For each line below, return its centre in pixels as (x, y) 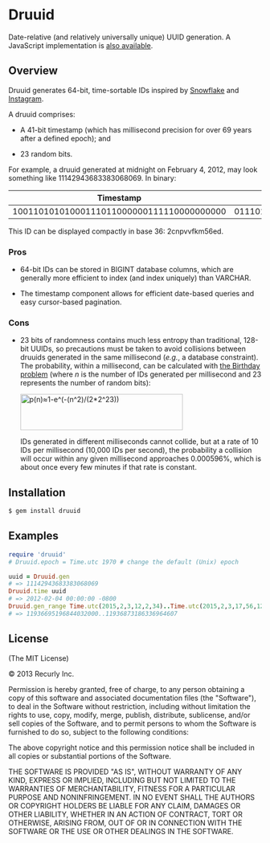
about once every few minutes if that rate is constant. (108, 467)
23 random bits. (46, 153)
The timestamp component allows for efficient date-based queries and (137, 294)
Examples (33, 536)
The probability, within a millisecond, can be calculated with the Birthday (140, 366)
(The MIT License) (39, 658)
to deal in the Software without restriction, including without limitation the (129, 706)
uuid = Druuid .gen (39, 576)
